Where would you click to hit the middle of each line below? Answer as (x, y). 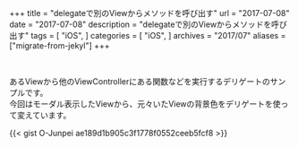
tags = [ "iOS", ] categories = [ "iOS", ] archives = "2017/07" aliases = (158, 35)
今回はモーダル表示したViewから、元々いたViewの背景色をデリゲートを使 (145, 104)
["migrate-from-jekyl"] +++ (60, 46)
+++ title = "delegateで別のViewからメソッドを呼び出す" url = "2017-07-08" (149, 13)
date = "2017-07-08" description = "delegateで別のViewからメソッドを (140, 24)
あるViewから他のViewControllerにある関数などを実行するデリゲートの (140, 82)
